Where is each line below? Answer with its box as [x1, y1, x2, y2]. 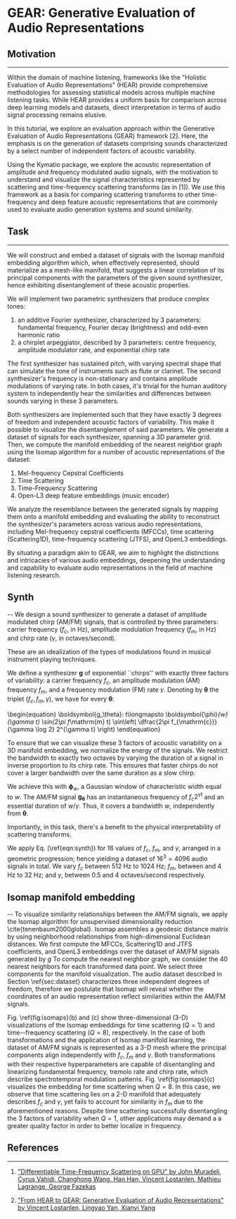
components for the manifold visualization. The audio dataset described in [7, 970, 223, 978]
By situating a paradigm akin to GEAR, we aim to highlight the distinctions [7, 548, 219, 557]
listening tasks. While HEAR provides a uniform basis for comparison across [7, 96, 227, 104]
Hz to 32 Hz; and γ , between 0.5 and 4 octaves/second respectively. [7, 871, 206, 880]
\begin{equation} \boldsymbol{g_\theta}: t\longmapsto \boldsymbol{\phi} [7, 710, 218, 718]
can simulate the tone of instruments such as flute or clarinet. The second [7, 366, 221, 375]
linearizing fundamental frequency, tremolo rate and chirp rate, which [7, 1067, 209, 1075]
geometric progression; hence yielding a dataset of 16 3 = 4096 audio [7, 853, 209, 863]
